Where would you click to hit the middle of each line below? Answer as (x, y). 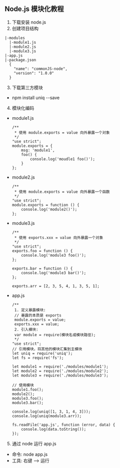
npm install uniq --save (36, 98)
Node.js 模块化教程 (34, 9)
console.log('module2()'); (49, 209)
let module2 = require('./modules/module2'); (60, 371)
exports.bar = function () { (42, 268)
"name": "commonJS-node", (41, 69)
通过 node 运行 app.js (34, 443)
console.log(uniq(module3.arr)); (47, 416)
